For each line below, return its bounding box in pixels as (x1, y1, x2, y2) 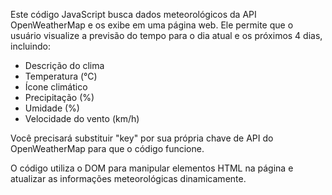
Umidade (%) (24, 102, 80, 114)
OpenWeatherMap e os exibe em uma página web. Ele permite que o (10, 19, 294, 31)
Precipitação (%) (24, 92, 95, 103)
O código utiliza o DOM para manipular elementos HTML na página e (10, 162, 294, 174)
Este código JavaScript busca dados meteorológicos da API (10, 9, 257, 20)
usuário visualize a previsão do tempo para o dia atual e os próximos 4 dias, (10, 30, 323, 41)
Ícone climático (24, 81, 88, 93)
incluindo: (10, 40, 51, 52)
